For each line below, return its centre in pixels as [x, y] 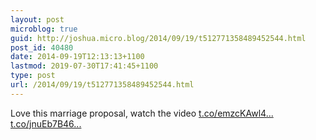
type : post [33, 76]
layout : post [37, 19]
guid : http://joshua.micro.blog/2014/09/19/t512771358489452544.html [158, 38]
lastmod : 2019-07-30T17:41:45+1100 [84, 66]
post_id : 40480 [42, 47]
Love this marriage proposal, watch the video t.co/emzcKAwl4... [142, 113]
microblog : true [44, 29]
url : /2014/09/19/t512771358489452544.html [102, 85]
